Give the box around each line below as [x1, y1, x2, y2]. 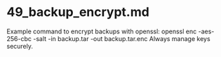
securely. [6, 42, 33, 50]
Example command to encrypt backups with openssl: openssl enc [6, 27, 197, 35]
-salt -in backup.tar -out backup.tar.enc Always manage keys [33, 34, 211, 42]
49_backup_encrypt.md [6, 4, 150, 20]
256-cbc [6, 34, 32, 42]
